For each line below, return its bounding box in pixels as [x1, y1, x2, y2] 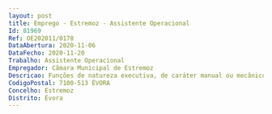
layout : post [8, 11, 53, 20]
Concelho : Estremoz [8, 86, 74, 95]
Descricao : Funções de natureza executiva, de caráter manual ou [8, 71, 233, 79]
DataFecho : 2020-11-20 [8, 49, 85, 57]
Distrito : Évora [8, 94, 63, 102]
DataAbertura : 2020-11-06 [8, 42, 96, 50]
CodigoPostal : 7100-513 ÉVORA [8, 79, 111, 87]
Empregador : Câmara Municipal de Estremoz [8, 64, 154, 72]
